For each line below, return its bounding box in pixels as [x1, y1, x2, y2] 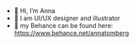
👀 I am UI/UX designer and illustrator [13, 14, 120, 22]
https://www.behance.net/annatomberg [13, 29, 129, 37]
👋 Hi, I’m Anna [13, 7, 56, 15]
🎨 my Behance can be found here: [13, 22, 113, 29]
